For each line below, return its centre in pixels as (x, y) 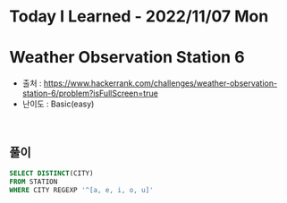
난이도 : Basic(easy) (58, 104)
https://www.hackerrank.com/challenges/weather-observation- (160, 83)
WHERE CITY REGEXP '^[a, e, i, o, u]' (81, 190)
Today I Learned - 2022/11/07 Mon (139, 17)
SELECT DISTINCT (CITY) (51, 173)
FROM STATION (34, 182)
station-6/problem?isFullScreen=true (90, 93)
